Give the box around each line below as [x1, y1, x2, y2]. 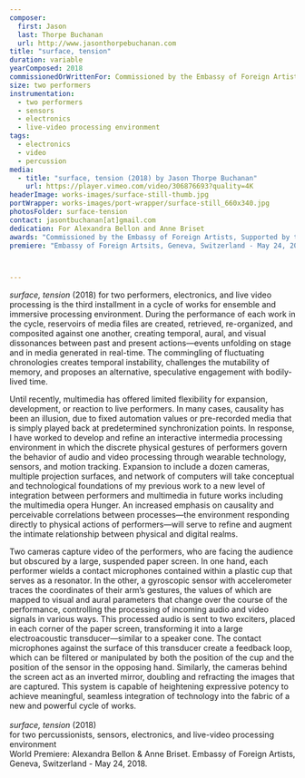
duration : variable [9, 55, 84, 64]
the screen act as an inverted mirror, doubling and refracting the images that [9, 672, 295, 683]
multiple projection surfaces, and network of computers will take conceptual [9, 471, 295, 481]
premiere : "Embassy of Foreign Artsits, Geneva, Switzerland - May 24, [9, 241, 286, 250]
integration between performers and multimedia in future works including [9, 491, 283, 501]
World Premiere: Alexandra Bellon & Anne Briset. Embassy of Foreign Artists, [9, 749, 296, 760]
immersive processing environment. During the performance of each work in [9, 309, 296, 320]
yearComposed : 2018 [9, 64, 84, 73]
